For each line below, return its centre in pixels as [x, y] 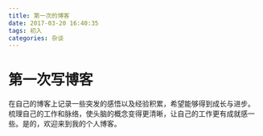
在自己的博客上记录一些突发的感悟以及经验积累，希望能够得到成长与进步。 [131, 104]
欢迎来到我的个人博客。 [82, 124]
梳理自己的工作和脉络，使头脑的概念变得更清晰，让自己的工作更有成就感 [128, 114]
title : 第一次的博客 [39, 16]
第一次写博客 [51, 80]
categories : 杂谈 [36, 38]
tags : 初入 [25, 30]
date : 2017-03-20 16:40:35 [53, 23]
